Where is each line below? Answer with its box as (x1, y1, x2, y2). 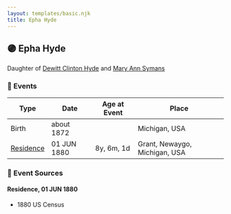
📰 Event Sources (7, 168, 63, 178)
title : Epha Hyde (7, 16, 57, 23)
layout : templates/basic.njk (7, 10, 91, 17)
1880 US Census (16, 200, 65, 209)
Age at (102, 99, 124, 108)
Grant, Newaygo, (137, 139, 192, 148)
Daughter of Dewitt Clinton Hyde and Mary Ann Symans (7, 64, 165, 73)
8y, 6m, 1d (95, 143, 131, 153)
